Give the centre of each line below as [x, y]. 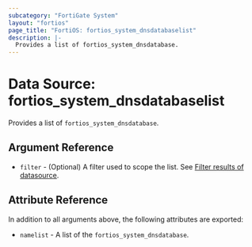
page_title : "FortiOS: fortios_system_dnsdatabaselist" [102, 30]
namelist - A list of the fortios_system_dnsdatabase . [104, 234]
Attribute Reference [58, 200]
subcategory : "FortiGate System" [63, 15]
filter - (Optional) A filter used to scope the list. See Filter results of [132, 166]
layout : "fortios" [38, 23]
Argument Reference [61, 148]
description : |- [35, 38]
